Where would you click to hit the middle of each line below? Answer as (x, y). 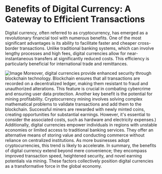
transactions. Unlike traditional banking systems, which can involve (87, 48)
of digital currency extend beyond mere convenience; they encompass (76, 150)
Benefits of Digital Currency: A (68, 9)
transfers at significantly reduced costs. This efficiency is (92, 58)
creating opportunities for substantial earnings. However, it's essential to (78, 114)
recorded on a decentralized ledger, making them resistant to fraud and (77, 83)
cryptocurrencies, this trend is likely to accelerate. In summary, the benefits (81, 145)
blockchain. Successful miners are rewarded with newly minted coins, (75, 109)
